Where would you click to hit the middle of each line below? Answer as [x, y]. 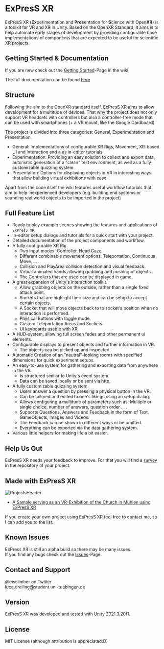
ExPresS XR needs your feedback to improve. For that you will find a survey [81, 460]
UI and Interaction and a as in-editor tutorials [57, 152]
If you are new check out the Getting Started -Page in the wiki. [67, 70]
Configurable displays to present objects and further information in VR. [83, 345]
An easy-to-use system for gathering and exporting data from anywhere [85, 365]
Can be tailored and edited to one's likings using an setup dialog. [85, 397]
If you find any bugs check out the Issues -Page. [53, 554]
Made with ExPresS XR [40, 481]
